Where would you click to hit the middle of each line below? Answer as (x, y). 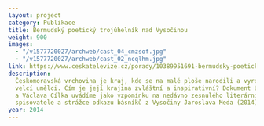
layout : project (35, 15)
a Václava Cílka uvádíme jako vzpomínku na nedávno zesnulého (119, 95)
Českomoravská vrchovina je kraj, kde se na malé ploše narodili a (128, 81)
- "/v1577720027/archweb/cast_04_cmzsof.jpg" (91, 52)
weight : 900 (27, 37)
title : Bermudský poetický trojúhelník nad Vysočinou (98, 30)
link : (17, 67)
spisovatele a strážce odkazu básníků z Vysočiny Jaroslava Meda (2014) (137, 103)
